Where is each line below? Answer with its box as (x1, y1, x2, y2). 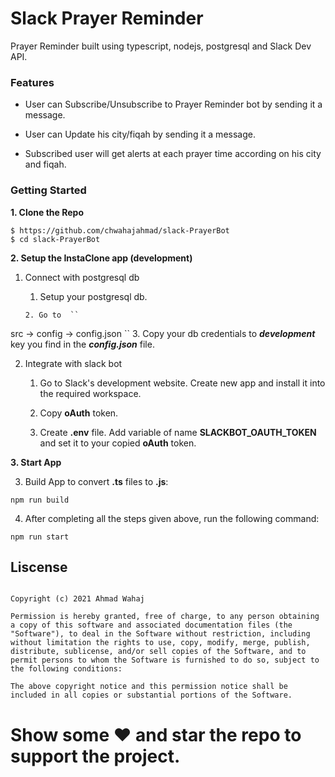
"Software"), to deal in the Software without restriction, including (10, 629, 311, 639)
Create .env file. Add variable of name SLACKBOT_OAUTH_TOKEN (39, 426, 317, 438)
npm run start (10, 532, 70, 542)
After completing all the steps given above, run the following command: (24, 512, 320, 524)
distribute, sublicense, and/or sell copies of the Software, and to (10, 647, 307, 657)
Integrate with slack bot (24, 357, 123, 369)
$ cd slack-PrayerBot (10, 234, 101, 244)
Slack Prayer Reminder (10, 7, 204, 30)
